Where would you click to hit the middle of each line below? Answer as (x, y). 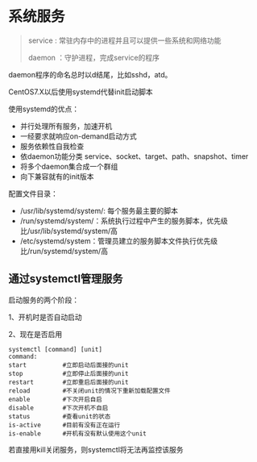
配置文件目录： (33, 194)
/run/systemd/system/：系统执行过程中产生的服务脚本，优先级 (124, 221)
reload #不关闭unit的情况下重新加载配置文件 (89, 391)
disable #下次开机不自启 (58, 408)
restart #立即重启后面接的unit (68, 382)
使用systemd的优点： (44, 109)
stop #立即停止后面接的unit (68, 373)
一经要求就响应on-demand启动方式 (78, 136)
